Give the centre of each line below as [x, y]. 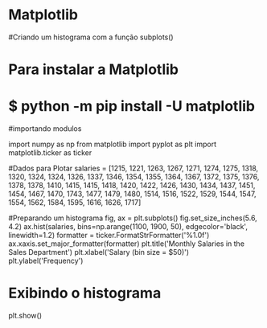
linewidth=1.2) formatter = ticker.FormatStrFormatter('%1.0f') [109, 236]
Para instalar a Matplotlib [94, 70]
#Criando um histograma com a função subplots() [91, 37]
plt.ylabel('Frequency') [46, 261]
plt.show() [25, 316]
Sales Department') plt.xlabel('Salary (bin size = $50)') [99, 252]
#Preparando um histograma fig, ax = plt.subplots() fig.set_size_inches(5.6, [133, 218]
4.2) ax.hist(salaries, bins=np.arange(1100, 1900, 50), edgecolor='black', [128, 227]
